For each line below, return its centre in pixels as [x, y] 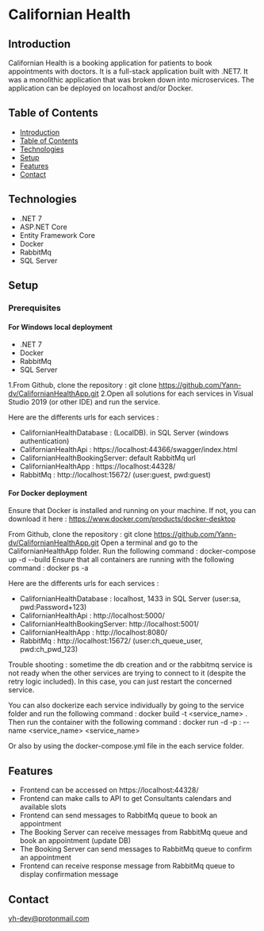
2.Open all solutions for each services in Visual [177, 393]
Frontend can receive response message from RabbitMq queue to [127, 866]
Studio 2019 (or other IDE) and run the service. [84, 402]
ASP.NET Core [43, 227]
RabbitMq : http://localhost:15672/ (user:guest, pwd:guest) [115, 475]
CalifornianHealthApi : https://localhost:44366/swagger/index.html [128, 450]
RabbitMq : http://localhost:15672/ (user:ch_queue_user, [111, 641]
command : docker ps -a [48, 568]
